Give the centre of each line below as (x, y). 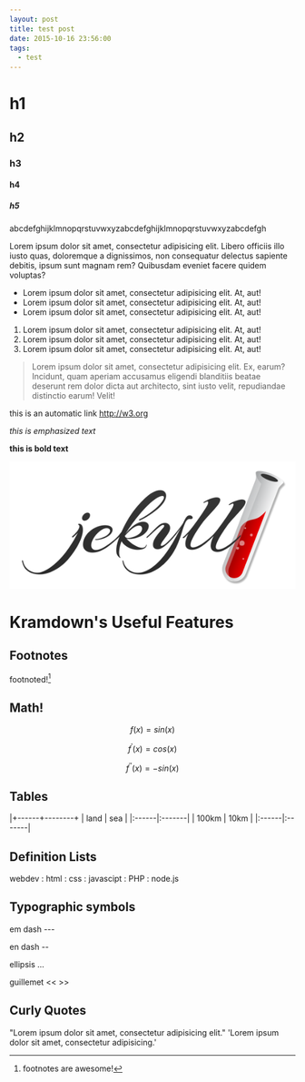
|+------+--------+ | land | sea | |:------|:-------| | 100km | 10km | (132, 818)
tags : (20, 48)
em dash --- (32, 929)
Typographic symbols (73, 907)
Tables (29, 796)
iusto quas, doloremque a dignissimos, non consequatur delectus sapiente (148, 256)
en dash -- (30, 946)
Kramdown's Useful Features (122, 622)
